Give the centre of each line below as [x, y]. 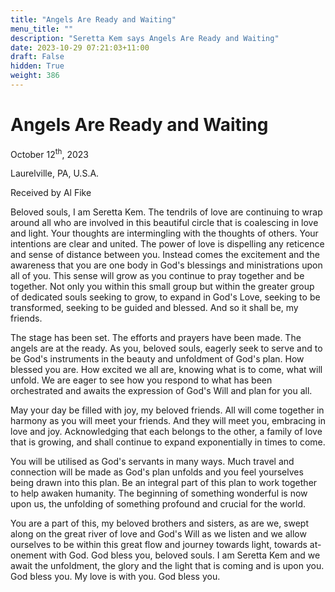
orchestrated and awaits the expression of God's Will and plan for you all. [161, 391]
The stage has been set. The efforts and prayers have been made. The [156, 338]
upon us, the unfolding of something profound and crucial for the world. [158, 504]
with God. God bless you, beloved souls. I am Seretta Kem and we [185, 555]
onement [29, 555]
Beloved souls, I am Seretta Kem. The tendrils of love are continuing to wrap [166, 212]
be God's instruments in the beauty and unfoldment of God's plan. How [157, 359]
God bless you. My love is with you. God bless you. [115, 577]
